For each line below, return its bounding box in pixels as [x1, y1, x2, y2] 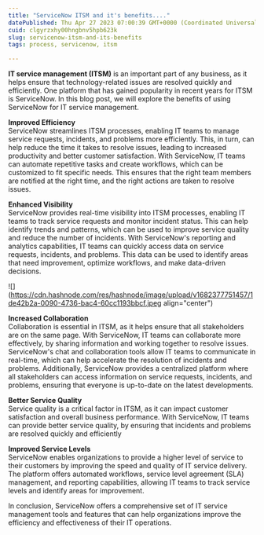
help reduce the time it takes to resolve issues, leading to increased [8, 143, 227, 152]
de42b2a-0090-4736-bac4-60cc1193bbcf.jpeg [8, 299, 162, 308]
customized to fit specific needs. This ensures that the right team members [8, 168, 251, 178]
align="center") [163, 299, 214, 308]
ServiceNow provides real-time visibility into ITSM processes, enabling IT [8, 208, 246, 218]
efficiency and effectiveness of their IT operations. [8, 518, 172, 527]
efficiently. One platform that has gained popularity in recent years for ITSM [8, 86, 253, 95]
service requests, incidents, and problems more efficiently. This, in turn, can [8, 134, 255, 144]
